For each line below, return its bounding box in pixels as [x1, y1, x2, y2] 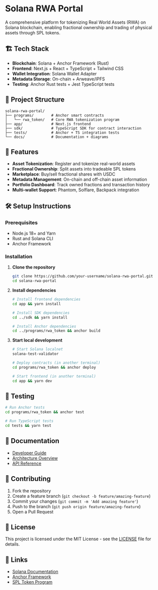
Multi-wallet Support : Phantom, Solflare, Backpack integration [12, 187, 139, 193]
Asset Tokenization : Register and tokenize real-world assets [12, 161, 135, 167]
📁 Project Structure [5, 96, 65, 104]
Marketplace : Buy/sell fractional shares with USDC [12, 171, 115, 177]
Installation [5, 253, 33, 260]
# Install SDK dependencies [12, 310, 70, 315]
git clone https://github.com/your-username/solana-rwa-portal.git [12, 274, 153, 279]
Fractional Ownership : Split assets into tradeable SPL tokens [12, 166, 136, 172]
